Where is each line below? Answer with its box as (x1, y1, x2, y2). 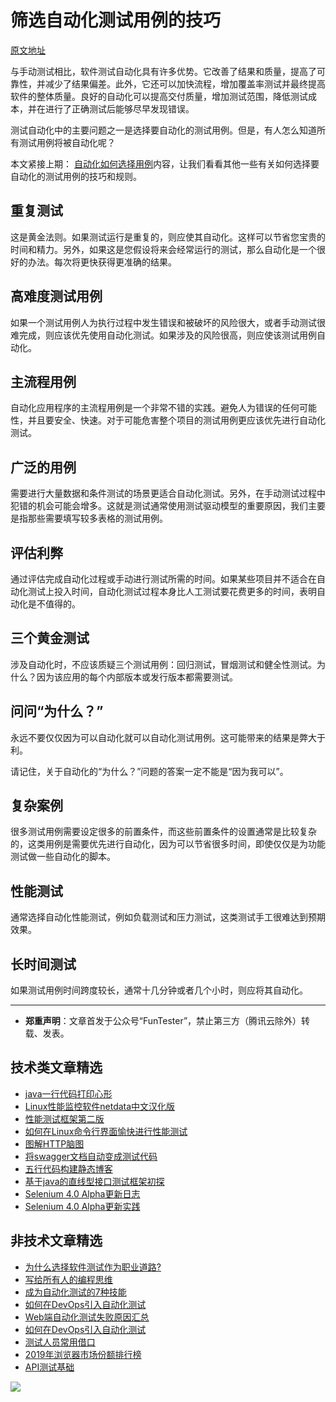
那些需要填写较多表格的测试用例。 (27, 512, 168, 525)
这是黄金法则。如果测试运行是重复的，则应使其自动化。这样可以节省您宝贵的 (10, 231, 326, 243)
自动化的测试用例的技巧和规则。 (10, 170, 142, 182)
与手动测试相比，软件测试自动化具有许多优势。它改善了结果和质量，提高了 (10, 65, 317, 77)
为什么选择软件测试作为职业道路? (24, 1261, 162, 1273)
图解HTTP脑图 (24, 1137, 85, 1150)
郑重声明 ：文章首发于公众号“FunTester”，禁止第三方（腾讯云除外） (24, 1015, 302, 1027)
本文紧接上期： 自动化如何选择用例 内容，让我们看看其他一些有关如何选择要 (10, 157, 320, 170)
